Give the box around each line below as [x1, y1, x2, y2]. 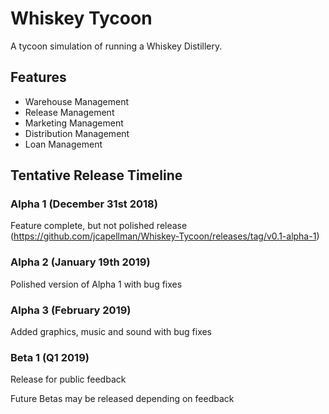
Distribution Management [24, 127, 130, 139]
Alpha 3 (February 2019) [10, 303, 132, 317]
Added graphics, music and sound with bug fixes [10, 326, 213, 338]
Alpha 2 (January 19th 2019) [10, 255, 151, 269]
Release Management [24, 106, 115, 118]
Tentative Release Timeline [10, 167, 183, 184]
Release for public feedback [10, 373, 127, 386]
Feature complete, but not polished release [10, 220, 188, 232]
